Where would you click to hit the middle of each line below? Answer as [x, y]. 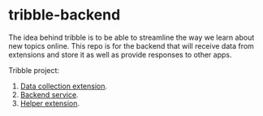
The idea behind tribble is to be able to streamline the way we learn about [131, 37]
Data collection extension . [64, 86]
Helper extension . [50, 103]
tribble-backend [65, 15]
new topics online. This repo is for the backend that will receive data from [131, 45]
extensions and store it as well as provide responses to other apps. [120, 54]
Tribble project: [34, 70]
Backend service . [49, 94]
